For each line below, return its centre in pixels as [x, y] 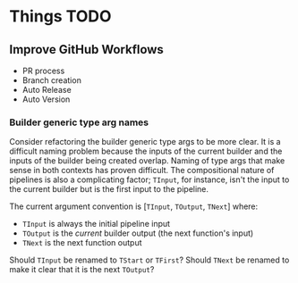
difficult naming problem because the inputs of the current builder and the [146, 151]
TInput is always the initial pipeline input [96, 224]
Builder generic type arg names [79, 122]
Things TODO [60, 17]
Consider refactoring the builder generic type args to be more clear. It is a [145, 142]
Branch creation [52, 80]
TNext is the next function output [82, 243]
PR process [43, 71]
